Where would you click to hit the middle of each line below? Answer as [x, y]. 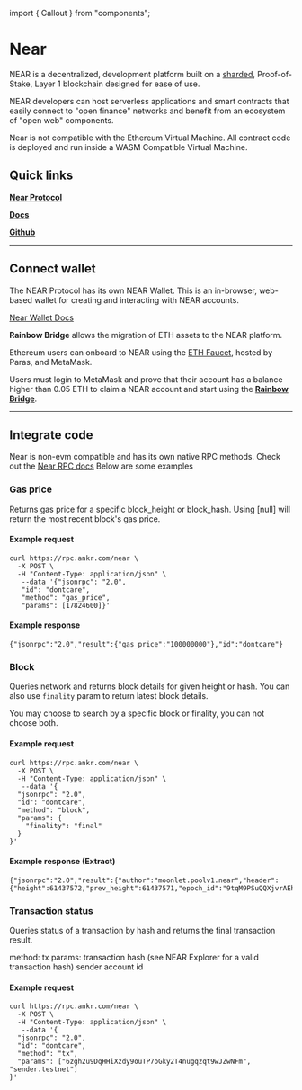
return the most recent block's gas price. [85, 518]
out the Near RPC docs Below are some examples [102, 466]
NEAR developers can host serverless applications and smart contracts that [149, 101]
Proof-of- [275, 74]
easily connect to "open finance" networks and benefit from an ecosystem [147, 111]
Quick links [41, 176]
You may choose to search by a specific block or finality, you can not [137, 713]
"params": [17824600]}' [66, 605]
